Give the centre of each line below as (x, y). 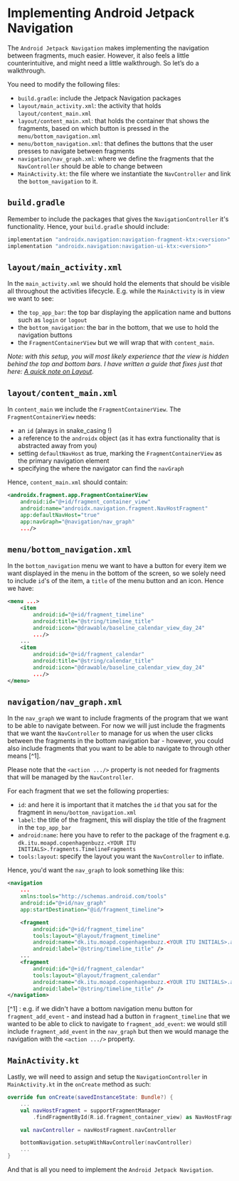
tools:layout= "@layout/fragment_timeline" (97, 936)
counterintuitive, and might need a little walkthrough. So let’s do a (103, 63)
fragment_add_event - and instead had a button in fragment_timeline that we (119, 1016)
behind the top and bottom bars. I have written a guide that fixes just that (115, 364)
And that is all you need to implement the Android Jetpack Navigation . (111, 1170)
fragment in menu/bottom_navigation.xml (77, 813)
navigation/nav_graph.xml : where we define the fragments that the (116, 159)
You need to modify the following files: (64, 84)
